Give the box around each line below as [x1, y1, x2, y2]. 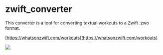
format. [5, 25, 20, 31]
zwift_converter [5, 3, 72, 15]
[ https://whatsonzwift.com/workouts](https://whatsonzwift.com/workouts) [5, 35, 158, 41]
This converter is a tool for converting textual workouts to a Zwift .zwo [5, 20, 150, 26]
